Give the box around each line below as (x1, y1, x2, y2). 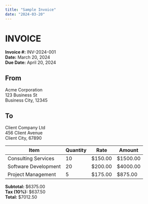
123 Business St (5, 92, 37, 98)
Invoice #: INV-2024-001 (5, 49, 56, 55)
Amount (119, 147, 139, 154)
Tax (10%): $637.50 (5, 189, 46, 195)
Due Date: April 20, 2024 (5, 59, 56, 65)
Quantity (66, 147, 87, 154)
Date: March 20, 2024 (5, 55, 50, 60)
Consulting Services (7, 155, 55, 162)
